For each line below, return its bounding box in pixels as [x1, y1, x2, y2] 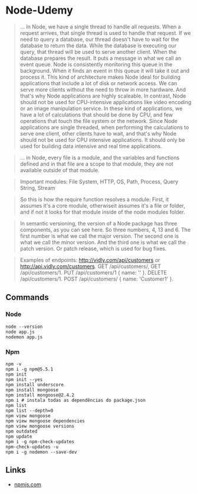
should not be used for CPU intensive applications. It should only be [19, 136, 185, 143]
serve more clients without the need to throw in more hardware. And [19, 86, 186, 93]
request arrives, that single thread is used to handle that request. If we [19, 29, 191, 36]
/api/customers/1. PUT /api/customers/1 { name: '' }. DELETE [19, 269, 168, 276]
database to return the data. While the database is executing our [19, 42, 177, 49]
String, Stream [19, 184, 55, 191]
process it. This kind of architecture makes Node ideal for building [19, 73, 181, 80]
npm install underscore [5, 382, 64, 388]
